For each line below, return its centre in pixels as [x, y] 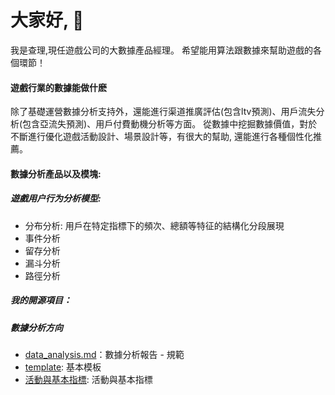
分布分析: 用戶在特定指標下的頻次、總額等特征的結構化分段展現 [154, 225]
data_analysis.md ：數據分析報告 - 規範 [104, 355]
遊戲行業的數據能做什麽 [58, 87]
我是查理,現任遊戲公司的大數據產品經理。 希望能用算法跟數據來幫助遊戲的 [161, 50]
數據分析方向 [36, 327]
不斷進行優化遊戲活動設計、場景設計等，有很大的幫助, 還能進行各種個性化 [161, 137]
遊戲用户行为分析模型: [56, 198]
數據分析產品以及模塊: [56, 173]
